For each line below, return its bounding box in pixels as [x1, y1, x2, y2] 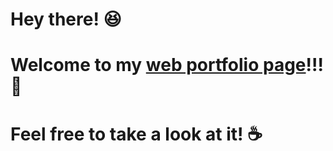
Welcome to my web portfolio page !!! [10, 54, 324, 77]
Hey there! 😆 [10, 8, 122, 31]
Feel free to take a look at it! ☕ [10, 123, 263, 145]
